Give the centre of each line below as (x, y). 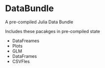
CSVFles (21, 61)
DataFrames (25, 56)
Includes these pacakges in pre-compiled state (53, 31)
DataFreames (26, 41)
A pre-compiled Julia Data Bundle (39, 22)
